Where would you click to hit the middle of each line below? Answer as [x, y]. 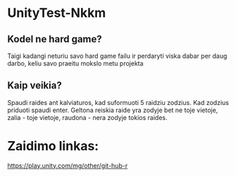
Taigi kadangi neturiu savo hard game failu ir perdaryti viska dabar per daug [117, 56]
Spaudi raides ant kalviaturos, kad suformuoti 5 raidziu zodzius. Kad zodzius [118, 102]
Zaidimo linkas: [53, 146]
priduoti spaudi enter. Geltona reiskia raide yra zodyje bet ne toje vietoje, [113, 110]
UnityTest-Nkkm [57, 13]
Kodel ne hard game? [55, 39]
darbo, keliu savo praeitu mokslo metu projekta [75, 63]
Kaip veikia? [35, 86]
